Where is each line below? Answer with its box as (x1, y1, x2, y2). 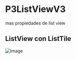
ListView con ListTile (5, 34, 71, 43)
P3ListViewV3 (5, 3, 66, 15)
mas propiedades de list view (5, 20, 66, 26)
